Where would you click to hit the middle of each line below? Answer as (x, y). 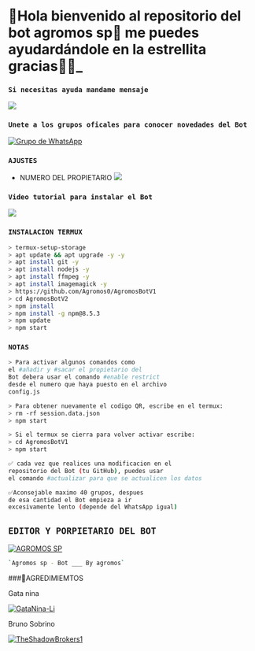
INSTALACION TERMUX (45, 232)
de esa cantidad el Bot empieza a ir (70, 500)
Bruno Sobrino (31, 624)
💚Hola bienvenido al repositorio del (125, 16)
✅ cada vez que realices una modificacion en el (90, 464)
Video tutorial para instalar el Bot (81, 197)
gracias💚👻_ (46, 67)
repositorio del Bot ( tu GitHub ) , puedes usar (86, 471)
